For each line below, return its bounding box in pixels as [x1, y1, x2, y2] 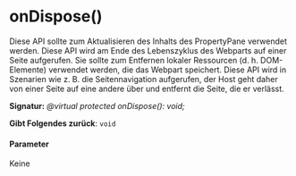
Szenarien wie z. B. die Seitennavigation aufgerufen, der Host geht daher [9, 73, 279, 84]
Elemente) [9, 64, 47, 75]
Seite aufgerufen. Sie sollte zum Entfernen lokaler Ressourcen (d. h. [9, 54, 259, 65]
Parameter [9, 138, 49, 149]
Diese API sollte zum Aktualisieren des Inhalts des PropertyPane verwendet [9, 36, 288, 46]
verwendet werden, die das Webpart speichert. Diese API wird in [48, 64, 287, 75]
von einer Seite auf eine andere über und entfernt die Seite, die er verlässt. [9, 83, 284, 94]
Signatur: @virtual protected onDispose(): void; [9, 100, 185, 111]
